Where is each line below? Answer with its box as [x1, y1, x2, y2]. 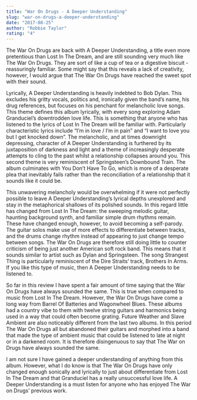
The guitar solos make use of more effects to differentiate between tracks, [6, 227, 186, 234]
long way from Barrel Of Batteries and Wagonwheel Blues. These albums [6, 300, 182, 307]
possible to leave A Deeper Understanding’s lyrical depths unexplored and [6, 195, 186, 202]
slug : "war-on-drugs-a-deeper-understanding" [6, 14, 119, 20]
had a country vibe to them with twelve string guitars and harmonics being [6, 307, 186, 314]
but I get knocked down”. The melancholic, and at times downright [6, 133, 166, 140]
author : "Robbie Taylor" [6, 25, 67, 31]
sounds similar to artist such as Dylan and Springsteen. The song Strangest [6, 251, 189, 258]
